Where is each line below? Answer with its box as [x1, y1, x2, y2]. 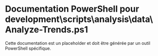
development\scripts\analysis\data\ [5, 14, 153, 25]
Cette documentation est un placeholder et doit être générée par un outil [5, 40, 151, 46]
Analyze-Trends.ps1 [5, 24, 88, 35]
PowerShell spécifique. [5, 45, 51, 51]
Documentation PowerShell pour [5, 3, 140, 15]
